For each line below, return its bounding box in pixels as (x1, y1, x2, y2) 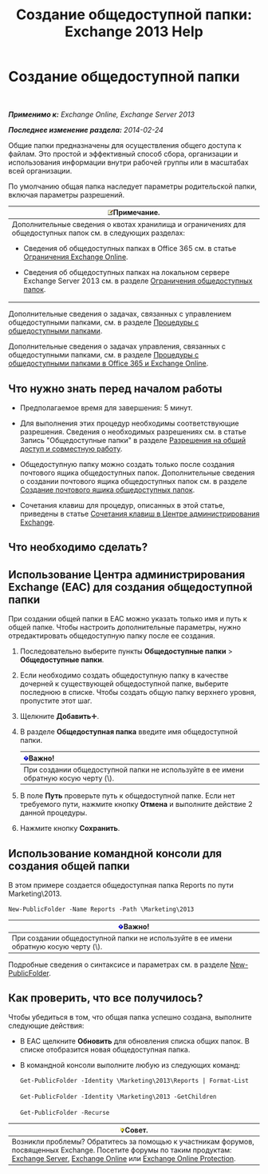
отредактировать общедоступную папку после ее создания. (8, 631, 215, 641)
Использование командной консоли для (8, 846, 222, 861)
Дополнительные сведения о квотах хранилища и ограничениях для (11, 219, 246, 229)
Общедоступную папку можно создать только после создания (19, 460, 235, 469)
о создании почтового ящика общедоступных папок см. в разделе (19, 477, 247, 485)
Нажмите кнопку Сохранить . (19, 824, 120, 833)
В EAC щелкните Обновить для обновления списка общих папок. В (19, 1036, 250, 1046)
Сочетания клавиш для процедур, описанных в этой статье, (19, 501, 225, 509)
